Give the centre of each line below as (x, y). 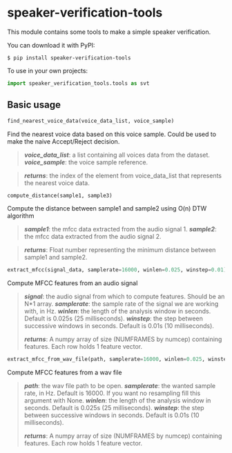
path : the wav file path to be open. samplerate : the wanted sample (120, 386)
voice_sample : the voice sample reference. (86, 162)
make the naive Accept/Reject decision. (64, 141)
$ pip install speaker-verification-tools (69, 58)
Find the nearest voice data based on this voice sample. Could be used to (112, 134)
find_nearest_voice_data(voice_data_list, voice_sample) (91, 121)
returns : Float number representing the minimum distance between (120, 250)
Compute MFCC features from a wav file (65, 373)
